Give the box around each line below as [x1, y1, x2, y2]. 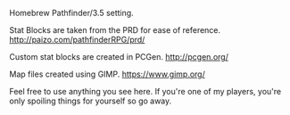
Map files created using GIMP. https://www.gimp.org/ [9, 69, 205, 79]
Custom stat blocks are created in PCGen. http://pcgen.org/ [9, 52, 229, 62]
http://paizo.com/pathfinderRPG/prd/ [9, 35, 145, 45]
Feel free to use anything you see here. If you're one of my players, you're [9, 86, 282, 96]
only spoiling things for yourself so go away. [9, 95, 172, 106]
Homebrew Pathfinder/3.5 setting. [9, 8, 134, 18]
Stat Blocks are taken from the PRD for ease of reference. [9, 25, 221, 35]
